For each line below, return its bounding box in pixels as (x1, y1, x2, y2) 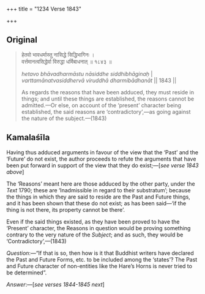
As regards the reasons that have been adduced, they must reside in (21, 88, 195, 96)
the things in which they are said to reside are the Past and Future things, (6, 193, 191, 200)
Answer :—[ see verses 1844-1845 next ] (6, 281, 105, 288)
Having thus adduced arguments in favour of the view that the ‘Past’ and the (6, 148, 199, 156)
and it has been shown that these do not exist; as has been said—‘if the (6, 199, 187, 207)
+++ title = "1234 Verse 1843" (6, 6, 81, 12)
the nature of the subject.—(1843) (21, 115, 107, 122)
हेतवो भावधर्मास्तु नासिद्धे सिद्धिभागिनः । (21, 51, 95, 58)
